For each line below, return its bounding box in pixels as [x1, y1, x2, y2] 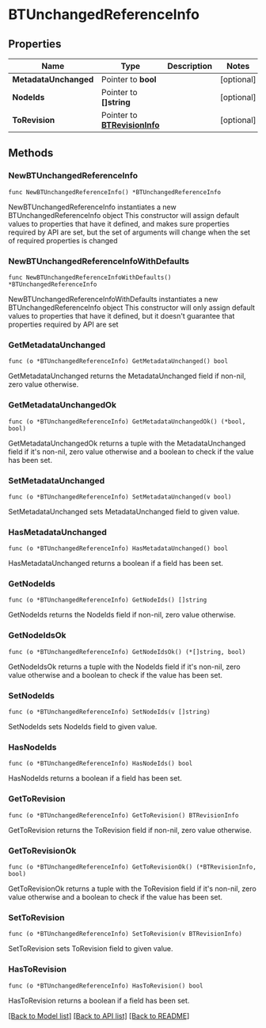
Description [167, 61, 212, 71]
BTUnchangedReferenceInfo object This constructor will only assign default [8, 303, 256, 312]
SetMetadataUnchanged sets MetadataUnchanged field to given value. [8, 506, 240, 516]
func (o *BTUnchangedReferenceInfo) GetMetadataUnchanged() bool [8, 357, 228, 365]
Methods [8, 147, 54, 160]
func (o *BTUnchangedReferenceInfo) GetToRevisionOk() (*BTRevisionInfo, [8, 862, 257, 871]
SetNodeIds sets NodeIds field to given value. [8, 722, 158, 732]
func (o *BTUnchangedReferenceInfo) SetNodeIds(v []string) [8, 708, 211, 717]
